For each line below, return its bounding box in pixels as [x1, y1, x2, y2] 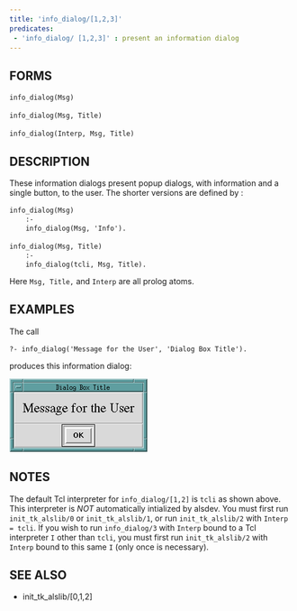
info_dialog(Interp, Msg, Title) [9, 129, 135, 139]
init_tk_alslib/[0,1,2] [22, 591, 93, 602]
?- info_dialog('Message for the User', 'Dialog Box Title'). [9, 344, 247, 354]
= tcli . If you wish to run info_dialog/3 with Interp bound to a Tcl [9, 522, 256, 532]
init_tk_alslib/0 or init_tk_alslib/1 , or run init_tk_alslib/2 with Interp [9, 513, 289, 523]
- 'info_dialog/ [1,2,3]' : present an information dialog [13, 33, 240, 42]
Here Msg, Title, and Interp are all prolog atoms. [9, 276, 195, 286]
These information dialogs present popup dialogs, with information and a [9, 178, 279, 189]
